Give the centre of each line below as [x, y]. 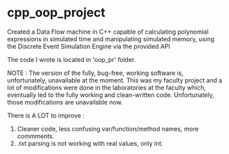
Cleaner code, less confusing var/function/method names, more [108, 129]
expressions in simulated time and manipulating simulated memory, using [111, 38]
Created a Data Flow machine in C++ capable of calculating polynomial [108, 32]
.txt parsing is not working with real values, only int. [90, 143]
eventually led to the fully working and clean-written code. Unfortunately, [111, 95]
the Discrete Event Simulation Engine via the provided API [89, 46]
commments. [36, 136]
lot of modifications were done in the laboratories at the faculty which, [107, 87]
